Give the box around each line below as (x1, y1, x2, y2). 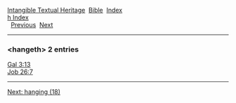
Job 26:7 (7, 68, 34, 76)
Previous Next (10, 21, 53, 29)
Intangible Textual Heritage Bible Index (7, 6, 123, 14)
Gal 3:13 (7, 61, 31, 69)
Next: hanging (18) (7, 88, 61, 96)
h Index (7, 13, 29, 22)
